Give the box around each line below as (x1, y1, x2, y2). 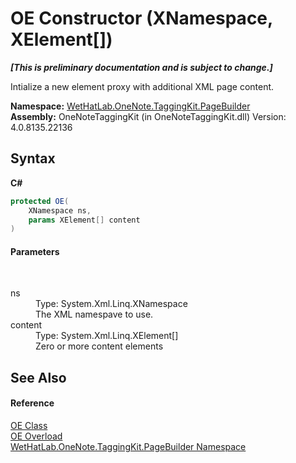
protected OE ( (10, 196, 70, 206)
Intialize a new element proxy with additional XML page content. (10, 80, 275, 92)
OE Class (10, 420, 48, 432)
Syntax (10, 150, 56, 167)
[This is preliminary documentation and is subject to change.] (10, 61, 273, 73)
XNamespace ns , (28, 205, 92, 216)
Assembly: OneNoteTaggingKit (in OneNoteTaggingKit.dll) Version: (10, 110, 287, 122)
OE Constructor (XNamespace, (10, 7, 273, 30)
